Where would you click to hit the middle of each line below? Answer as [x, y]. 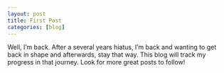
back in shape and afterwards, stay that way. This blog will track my [107, 55]
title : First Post [34, 21]
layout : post [27, 14]
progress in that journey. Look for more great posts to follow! [96, 62]
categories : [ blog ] [36, 27]
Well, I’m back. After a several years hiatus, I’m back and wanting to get [112, 47]
